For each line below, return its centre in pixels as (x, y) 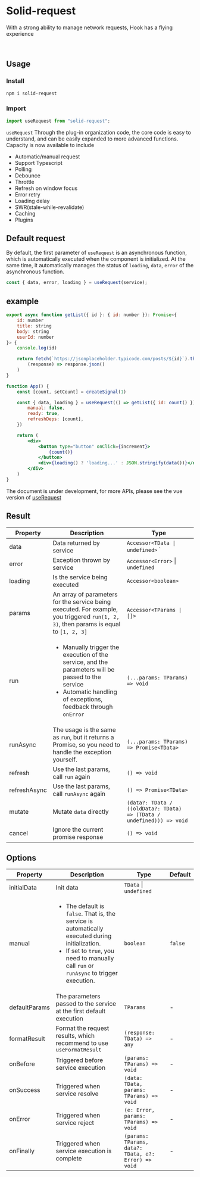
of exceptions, (83, 699)
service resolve (77, 1094)
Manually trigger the (91, 647)
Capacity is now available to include (50, 145)
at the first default (81, 1011)
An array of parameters (85, 594)
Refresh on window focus (46, 188)
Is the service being (80, 577)
